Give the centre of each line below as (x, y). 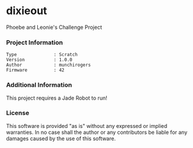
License (18, 113)
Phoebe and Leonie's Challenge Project (54, 27)
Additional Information (39, 85)
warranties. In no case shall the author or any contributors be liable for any (97, 132)
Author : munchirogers (49, 65)
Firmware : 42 (35, 70)
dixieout (27, 11)
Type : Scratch (42, 55)
